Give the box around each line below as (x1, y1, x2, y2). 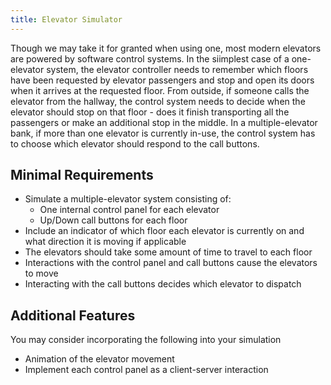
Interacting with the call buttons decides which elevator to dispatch (24, 278, 302, 290)
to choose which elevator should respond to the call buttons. (10, 137, 260, 150)
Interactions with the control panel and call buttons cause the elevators (24, 257, 318, 269)
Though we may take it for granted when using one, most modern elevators (10, 42, 322, 54)
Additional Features (10, 307, 136, 324)
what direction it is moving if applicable (24, 236, 187, 248)
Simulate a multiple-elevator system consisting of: (24, 193, 232, 205)
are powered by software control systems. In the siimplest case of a (10, 52, 290, 65)
